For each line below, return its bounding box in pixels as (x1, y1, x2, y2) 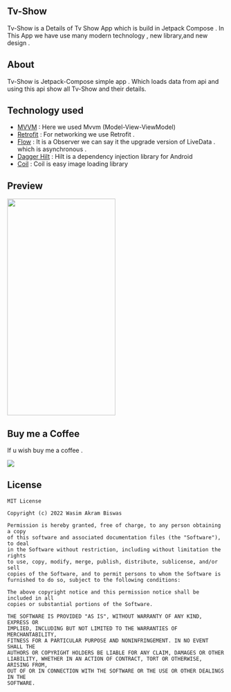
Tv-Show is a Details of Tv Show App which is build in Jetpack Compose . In (7, 24, 225, 32)
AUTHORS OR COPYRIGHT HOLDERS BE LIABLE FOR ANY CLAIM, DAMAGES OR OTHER (7, 649, 225, 656)
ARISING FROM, (7, 661, 48, 668)
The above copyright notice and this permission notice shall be (7, 589, 199, 596)
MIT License (7, 497, 41, 505)
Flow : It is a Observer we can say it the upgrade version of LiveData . (17, 138, 216, 146)
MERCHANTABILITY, (7, 631, 57, 638)
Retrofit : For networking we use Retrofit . (17, 130, 135, 139)
